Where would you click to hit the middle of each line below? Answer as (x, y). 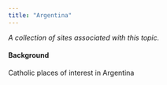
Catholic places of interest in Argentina (71, 73)
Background (29, 55)
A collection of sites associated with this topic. (84, 37)
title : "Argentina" (40, 15)
